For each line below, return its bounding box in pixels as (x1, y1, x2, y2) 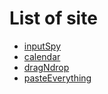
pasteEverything (23, 72, 92, 84)
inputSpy (23, 40, 62, 52)
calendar (23, 50, 61, 62)
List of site (9, 7, 98, 30)
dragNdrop (23, 61, 70, 73)
